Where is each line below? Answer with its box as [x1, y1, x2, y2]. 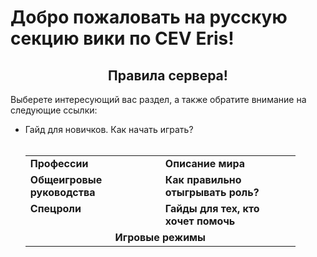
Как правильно [164, 173, 242, 186]
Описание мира [164, 157, 245, 170]
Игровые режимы [114, 231, 206, 244]
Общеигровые [29, 173, 103, 186]
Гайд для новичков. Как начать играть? [24, 124, 194, 135]
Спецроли [29, 202, 82, 215]
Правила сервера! [108, 67, 228, 84]
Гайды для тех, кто [164, 202, 260, 215]
